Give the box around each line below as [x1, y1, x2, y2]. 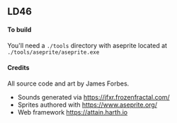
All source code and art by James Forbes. [7, 79, 130, 88]
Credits [7, 64, 30, 72]
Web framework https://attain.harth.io [17, 107, 128, 116]
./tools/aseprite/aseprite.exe [7, 49, 100, 56]
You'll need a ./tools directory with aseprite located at [7, 41, 168, 49]
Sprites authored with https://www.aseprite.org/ [17, 100, 158, 109]
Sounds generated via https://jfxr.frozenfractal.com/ [17, 93, 170, 101]
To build [7, 25, 32, 34]
